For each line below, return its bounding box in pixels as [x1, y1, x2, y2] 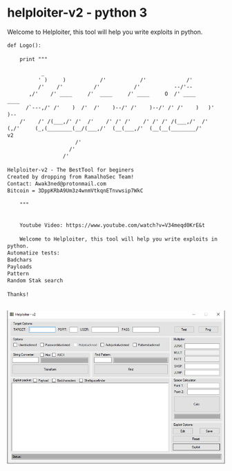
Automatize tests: [7, 249, 60, 257]
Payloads [7, 263, 32, 270]
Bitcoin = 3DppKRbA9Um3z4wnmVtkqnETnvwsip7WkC [7, 187, 144, 194]
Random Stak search [7, 277, 64, 284]
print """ [19, 55, 48, 63]
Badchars [7, 256, 32, 264]
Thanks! [7, 290, 30, 298]
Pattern [7, 270, 30, 277]
